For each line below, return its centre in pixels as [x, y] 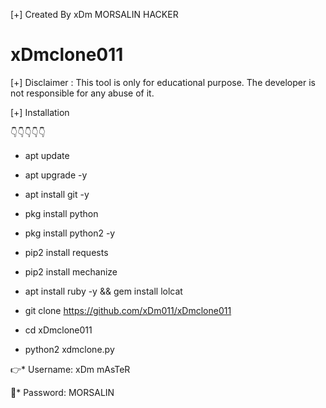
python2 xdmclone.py [69, 349]
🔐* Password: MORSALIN [62, 392]
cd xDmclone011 [58, 330]
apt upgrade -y [56, 175]
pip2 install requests [66, 252]
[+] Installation [40, 112]
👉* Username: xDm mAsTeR [70, 369]
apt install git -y [57, 194]
